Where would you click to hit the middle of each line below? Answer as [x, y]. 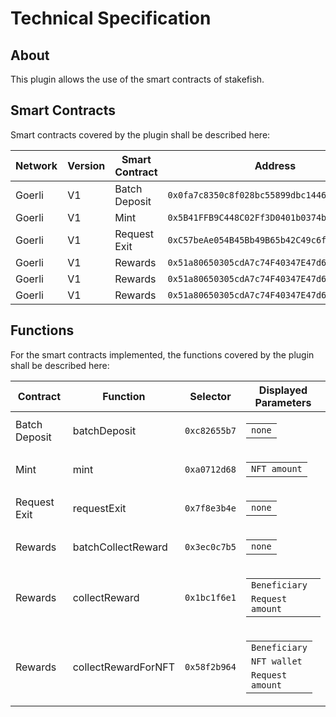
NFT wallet [276, 661]
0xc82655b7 [210, 430]
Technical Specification [111, 18]
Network [36, 165]
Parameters [283, 402]
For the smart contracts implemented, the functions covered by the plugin [162, 354]
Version [86, 165]
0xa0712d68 [210, 469]
